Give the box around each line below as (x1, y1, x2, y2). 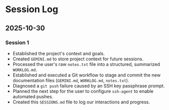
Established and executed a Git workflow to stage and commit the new (12, 72, 161, 78)
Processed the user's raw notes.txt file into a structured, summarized (12, 61, 160, 67)
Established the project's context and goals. (12, 50, 105, 56)
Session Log (5, 4, 59, 15)
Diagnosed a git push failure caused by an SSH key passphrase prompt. (12, 83, 165, 89)
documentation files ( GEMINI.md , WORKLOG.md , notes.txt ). (12, 77, 129, 83)
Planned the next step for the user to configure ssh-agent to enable (12, 88, 154, 94)
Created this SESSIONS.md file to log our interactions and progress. (12, 99, 150, 105)
